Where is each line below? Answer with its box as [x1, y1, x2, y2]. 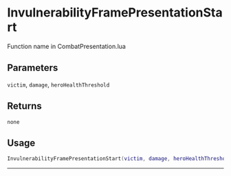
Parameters [7, 62, 58, 74]
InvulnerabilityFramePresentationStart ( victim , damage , [7, 155, 170, 162]
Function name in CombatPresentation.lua [7, 42, 126, 50]
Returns [7, 100, 43, 112]
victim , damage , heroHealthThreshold [7, 80, 110, 89]
